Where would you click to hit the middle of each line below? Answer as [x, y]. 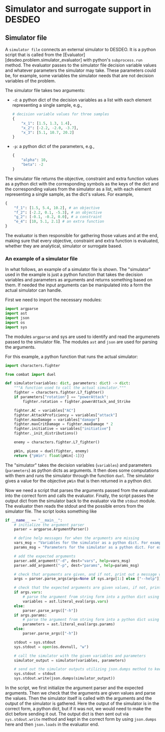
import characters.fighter [33, 366]
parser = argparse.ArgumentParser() [52, 529]
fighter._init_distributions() [46, 433]
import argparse [22, 309]
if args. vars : [28, 592]
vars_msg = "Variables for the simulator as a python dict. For [81, 543]
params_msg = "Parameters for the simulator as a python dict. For [84, 548]
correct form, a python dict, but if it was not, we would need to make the [78, 709]
